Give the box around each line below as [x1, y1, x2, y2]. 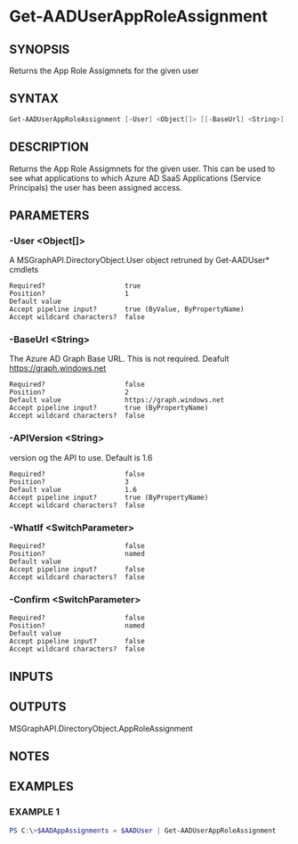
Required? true [9, 282, 141, 291]
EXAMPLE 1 [9, 806, 60, 818]
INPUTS [9, 668, 53, 684]
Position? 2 [9, 388, 129, 397]
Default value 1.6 [9, 485, 138, 494]
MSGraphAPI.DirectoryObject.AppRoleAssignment [9, 723, 193, 733]
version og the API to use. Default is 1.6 [9, 452, 153, 463]
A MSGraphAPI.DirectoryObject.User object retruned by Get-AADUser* [9, 255, 270, 266]
